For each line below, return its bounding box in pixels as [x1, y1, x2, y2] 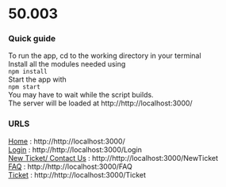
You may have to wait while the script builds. [8, 90, 154, 100]
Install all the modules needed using [8, 59, 126, 69]
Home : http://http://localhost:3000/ [8, 136, 125, 146]
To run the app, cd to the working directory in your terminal [8, 51, 201, 60]
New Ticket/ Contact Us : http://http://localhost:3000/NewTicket [8, 153, 219, 162]
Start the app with [8, 74, 67, 84]
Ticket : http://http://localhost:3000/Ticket [8, 170, 147, 179]
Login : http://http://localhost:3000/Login [8, 144, 143, 155]
